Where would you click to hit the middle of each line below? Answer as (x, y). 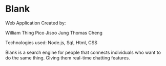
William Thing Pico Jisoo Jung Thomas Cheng (54, 32)
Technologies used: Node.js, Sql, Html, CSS (51, 42)
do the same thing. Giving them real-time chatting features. (68, 58)
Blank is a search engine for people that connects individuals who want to (83, 52)
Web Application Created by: (36, 23)
